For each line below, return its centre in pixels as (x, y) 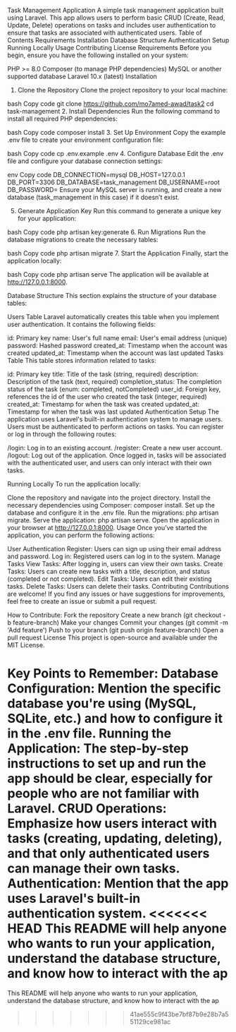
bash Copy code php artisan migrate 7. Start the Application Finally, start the (118, 253)
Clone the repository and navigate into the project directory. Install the (109, 498)
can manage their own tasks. (94, 869)
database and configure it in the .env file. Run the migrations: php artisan (113, 512)
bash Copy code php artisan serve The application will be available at (108, 274)
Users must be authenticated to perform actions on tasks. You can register (116, 427)
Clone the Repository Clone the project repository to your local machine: (123, 90)
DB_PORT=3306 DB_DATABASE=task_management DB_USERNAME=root (114, 182)
